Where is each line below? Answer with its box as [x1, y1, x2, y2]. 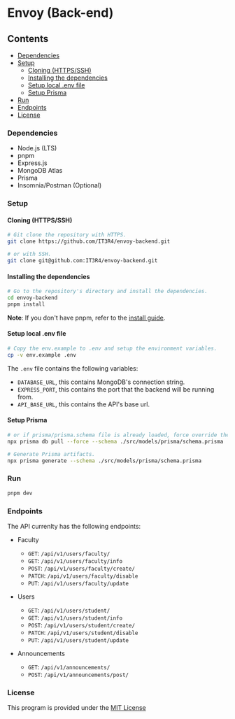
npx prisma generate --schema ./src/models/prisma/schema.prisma [7, 457, 201, 464]
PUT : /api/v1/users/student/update [27, 635, 129, 644]
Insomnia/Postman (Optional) [17, 181, 102, 190]
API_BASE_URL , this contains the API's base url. [17, 400, 150, 408]
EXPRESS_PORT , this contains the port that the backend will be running [17, 385, 215, 393]
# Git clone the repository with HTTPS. [7, 232, 127, 239]
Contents [7, 33, 49, 45]
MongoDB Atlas [17, 166, 63, 175]
